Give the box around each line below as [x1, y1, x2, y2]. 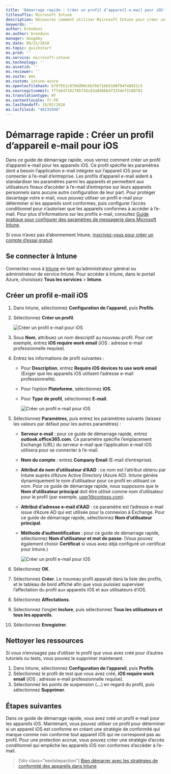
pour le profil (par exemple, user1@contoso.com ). [20, 493, 125, 500]
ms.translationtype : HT [6, 93, 56, 98]
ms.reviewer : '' [6, 69, 40, 74]
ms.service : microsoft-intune [6, 55, 70, 60]
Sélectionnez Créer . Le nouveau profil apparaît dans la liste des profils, [13, 576, 162, 582]
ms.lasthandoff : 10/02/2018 [6, 103, 66, 108]
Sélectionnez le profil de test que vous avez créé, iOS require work [13, 670, 154, 677]
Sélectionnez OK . [13, 566, 50, 572]
